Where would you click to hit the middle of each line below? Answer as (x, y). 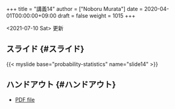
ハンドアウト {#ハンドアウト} (61, 84)
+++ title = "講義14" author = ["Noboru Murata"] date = (75, 9)
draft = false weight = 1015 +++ (97, 16)
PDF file (25, 99)
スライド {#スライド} (45, 49)
